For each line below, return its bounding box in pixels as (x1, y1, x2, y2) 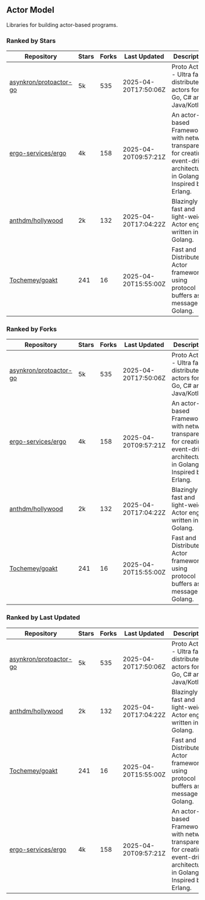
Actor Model (6, 5, 55, 15)
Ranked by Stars (6, 36, 56, 45)
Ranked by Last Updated (6, 613, 81, 622)
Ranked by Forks (6, 325, 57, 333)
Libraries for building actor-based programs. (6, 21, 118, 28)
